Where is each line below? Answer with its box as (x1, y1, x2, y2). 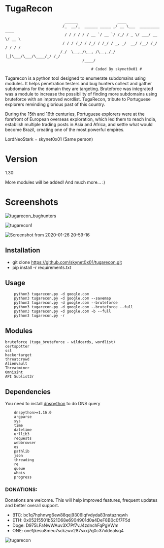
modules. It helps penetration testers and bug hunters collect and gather (5, 80, 152, 86)
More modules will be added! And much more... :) (5, 179, 105, 185)
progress (14, 475, 32, 480)
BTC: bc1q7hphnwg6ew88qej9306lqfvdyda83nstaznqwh (12, 512, 128, 518)
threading (14, 457, 34, 463)
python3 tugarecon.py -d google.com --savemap (14, 296, 111, 301)
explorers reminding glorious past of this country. (5, 101, 105, 107)
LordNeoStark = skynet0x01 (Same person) (5, 136, 94, 142)
